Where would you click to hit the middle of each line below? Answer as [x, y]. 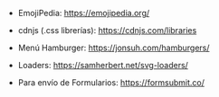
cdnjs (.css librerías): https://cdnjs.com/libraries [107, 30]
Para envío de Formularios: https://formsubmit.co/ [111, 83]
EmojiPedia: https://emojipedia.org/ [84, 13]
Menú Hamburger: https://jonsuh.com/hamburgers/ [114, 48]
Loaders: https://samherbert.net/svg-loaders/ [103, 65]
